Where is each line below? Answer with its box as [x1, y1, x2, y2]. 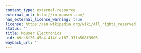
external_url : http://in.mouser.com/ [5, 12, 85, 17]
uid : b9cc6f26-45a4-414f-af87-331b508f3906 [5, 36, 98, 41]
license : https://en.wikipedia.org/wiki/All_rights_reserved [5, 21, 136, 27]
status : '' [5, 26, 28, 31]
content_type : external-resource [5, 7, 76, 13]
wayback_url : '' [5, 40, 39, 45]
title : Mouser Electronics [5, 31, 62, 36]
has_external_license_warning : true [5, 17, 82, 22]
